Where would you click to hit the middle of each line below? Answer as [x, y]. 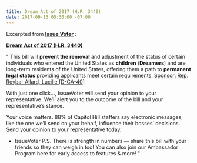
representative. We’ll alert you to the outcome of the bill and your [85, 99]
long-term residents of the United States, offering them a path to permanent [98, 69]
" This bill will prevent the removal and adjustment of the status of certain [96, 56]
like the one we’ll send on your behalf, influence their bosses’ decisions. [93, 123]
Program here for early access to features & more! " [77, 153]
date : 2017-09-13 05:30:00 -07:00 [49, 17]
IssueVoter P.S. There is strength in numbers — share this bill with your [101, 141]
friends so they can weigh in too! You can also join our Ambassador [96, 147]
